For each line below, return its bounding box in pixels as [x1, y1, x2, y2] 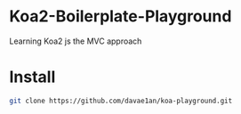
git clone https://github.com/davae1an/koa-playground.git [9, 96, 233, 105]
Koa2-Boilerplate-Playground [9, 6, 232, 27]
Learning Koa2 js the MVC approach [9, 36, 142, 46]
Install [9, 67, 56, 87]
